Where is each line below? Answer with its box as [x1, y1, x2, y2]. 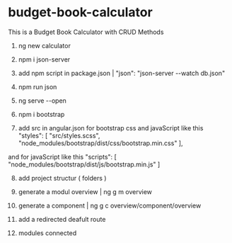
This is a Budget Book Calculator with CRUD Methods [8, 28, 164, 36]
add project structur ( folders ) [18, 174, 107, 182]
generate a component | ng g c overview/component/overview [18, 201, 202, 210]
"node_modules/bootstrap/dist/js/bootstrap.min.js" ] [8, 160, 161, 169]
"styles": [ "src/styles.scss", [18, 131, 100, 140]
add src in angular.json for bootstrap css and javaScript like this [18, 123, 204, 132]
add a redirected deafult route [18, 215, 106, 223]
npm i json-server [18, 55, 71, 64]
